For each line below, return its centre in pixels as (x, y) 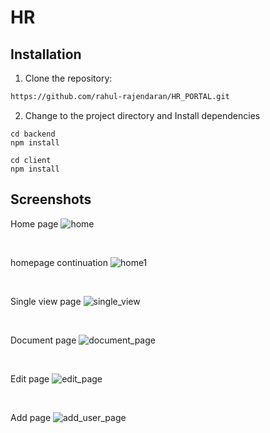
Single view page (46, 301)
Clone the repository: (68, 78)
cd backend (33, 134)
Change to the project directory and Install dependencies (142, 115)
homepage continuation (59, 262)
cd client (31, 160)
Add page (31, 417)
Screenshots (51, 199)
